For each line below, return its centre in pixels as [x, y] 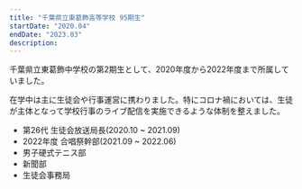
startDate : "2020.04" [50, 26]
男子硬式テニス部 [54, 153]
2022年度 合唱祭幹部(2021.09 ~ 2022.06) [99, 141]
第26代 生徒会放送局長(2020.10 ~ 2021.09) [101, 130]
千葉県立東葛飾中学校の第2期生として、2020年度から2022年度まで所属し [146, 69]
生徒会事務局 [46, 175]
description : [34, 43]
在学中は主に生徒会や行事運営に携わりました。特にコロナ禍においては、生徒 [151, 100]
